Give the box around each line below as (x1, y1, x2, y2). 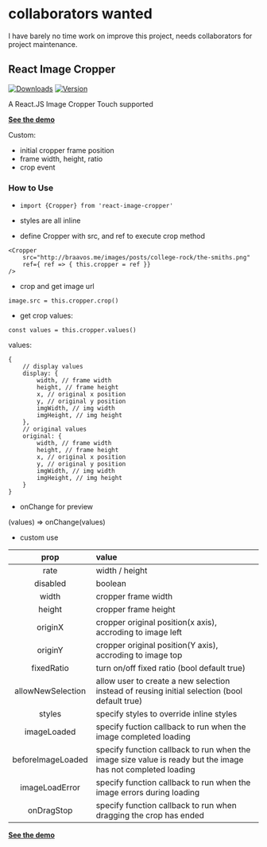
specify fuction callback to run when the (95, 721, 246, 732)
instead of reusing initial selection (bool (95, 685, 243, 697)
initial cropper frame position (19, 145, 115, 155)
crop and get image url (19, 282, 95, 291)
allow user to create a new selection (95, 676, 230, 687)
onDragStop (27, 805, 73, 816)
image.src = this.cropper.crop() (8, 297, 119, 305)
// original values (22, 425, 87, 434)
